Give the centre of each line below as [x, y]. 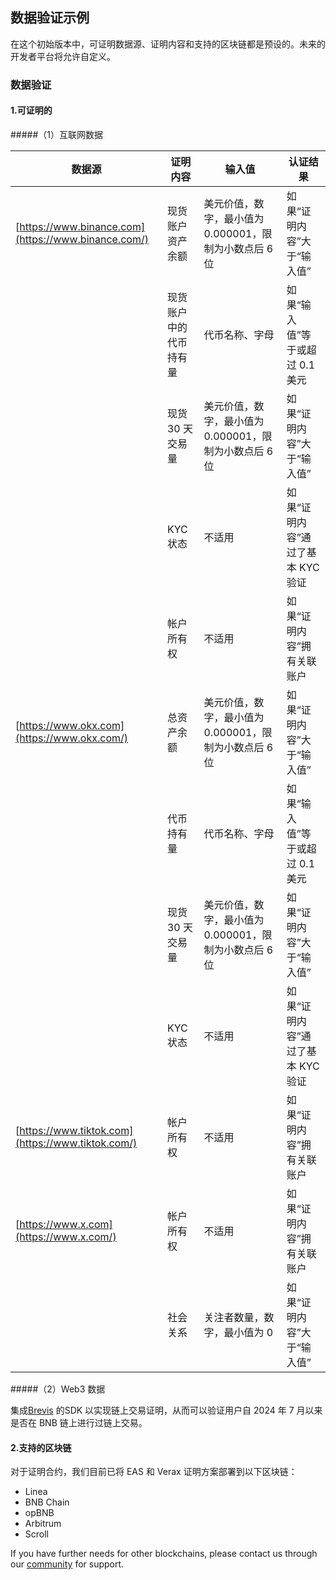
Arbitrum [43, 1524]
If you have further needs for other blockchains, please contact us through [164, 1554]
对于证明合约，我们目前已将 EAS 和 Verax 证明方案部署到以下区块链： [154, 1472]
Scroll [36, 1534]
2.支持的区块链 [41, 1447]
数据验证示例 [50, 18]
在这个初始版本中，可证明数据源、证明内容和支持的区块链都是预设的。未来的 [168, 44]
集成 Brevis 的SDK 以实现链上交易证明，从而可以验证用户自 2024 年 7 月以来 [166, 1410]
